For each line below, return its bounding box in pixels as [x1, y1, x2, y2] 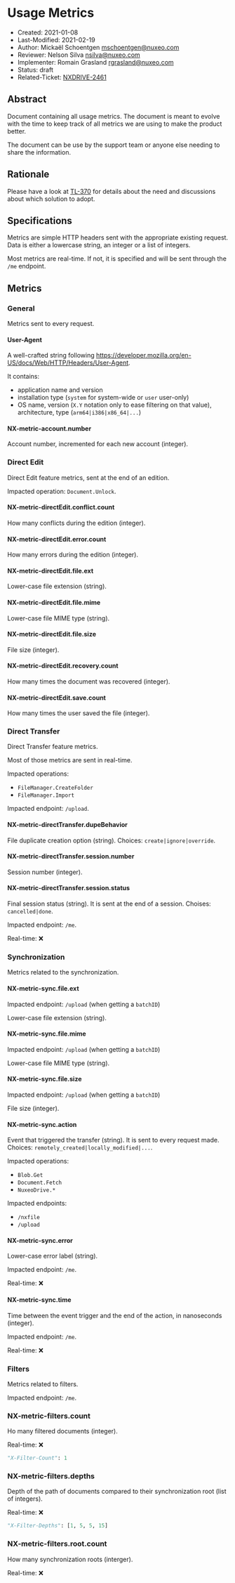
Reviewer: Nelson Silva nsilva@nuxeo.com [17, 51, 140, 59]
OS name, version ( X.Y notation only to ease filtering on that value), [17, 400, 212, 409]
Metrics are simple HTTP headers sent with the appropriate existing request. [7, 233, 229, 242]
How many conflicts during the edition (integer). [7, 519, 146, 527]
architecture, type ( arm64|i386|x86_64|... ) [17, 408, 142, 417]
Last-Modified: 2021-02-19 [17, 35, 96, 44]
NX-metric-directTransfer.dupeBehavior [7, 821, 128, 829]
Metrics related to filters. [7, 1379, 79, 1388]
